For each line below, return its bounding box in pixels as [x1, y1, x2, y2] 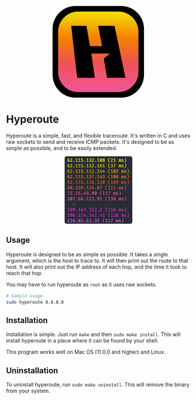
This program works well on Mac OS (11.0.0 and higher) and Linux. [6, 348, 166, 355]
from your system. [6, 387, 50, 395]
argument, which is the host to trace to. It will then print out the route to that [6, 257, 188, 264]
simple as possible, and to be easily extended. [6, 144, 118, 151]
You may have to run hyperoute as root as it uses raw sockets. [6, 281, 157, 288]
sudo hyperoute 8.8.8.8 [6, 299, 64, 305]
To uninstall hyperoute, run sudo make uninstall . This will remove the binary [6, 381, 190, 388]
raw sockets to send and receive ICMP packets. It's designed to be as [6, 138, 174, 145]
